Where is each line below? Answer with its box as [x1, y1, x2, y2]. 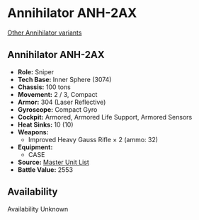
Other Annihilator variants [7, 28, 82, 37]
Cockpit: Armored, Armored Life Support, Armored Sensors [17, 112, 193, 121]
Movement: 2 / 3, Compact [17, 90, 98, 98]
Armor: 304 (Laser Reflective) [17, 98, 106, 106]
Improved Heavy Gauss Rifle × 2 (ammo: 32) [28, 135, 158, 144]
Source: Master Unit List [17, 158, 90, 166]
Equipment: [17, 143, 53, 151]
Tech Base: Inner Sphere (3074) [17, 75, 112, 83]
